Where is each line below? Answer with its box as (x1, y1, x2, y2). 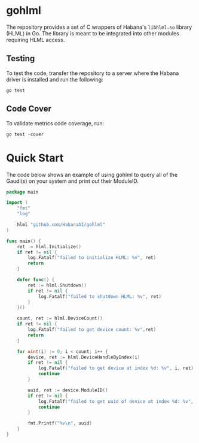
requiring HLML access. (6, 36, 65, 43)
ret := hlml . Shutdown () (27, 282, 87, 288)
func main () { (6, 238, 42, 244)
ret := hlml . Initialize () (17, 243, 82, 249)
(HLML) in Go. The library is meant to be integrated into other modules (6, 29, 179, 37)
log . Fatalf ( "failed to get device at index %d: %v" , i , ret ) (38, 365, 194, 372)
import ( (6, 200, 28, 206)
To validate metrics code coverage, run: (6, 119, 105, 126)
